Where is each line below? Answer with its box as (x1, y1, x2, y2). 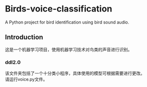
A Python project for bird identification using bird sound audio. (5, 19, 130, 25)
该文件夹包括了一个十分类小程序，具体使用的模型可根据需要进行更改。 (5, 71, 145, 76)
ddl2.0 (5, 59, 21, 65)
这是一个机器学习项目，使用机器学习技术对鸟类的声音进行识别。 (5, 47, 132, 52)
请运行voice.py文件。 (5, 76, 47, 82)
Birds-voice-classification (5, 3, 113, 14)
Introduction (5, 33, 44, 41)
